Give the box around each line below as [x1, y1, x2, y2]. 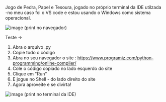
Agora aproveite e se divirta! [12, 81, 71, 87]
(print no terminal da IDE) [24, 91, 76, 97]
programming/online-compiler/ [12, 60, 76, 66]
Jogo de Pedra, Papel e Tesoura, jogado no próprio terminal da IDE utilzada [5, 5, 161, 10]
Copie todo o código [12, 50, 55, 55]
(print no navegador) [24, 25, 67, 31]
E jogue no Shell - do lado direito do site [12, 76, 96, 82]
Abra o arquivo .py [12, 44, 51, 50]
